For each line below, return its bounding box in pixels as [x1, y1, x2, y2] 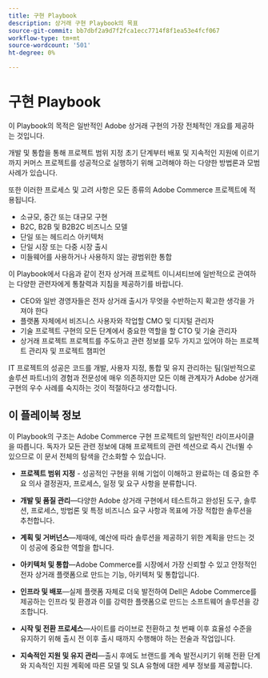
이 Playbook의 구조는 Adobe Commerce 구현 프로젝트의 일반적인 [8, 431, 214, 441]
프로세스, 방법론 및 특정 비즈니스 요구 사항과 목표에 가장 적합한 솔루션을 [30, 505, 253, 515]
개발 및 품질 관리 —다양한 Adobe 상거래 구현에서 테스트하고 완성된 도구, [19, 495, 242, 505]
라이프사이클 [215, 431, 254, 441]
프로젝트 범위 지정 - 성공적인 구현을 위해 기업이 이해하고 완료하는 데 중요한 [19, 468, 251, 478]
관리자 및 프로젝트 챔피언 [28, 346, 106, 355]
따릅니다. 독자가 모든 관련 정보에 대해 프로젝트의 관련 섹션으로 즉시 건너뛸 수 [16, 441, 254, 451]
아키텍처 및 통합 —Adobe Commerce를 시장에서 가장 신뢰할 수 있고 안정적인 [19, 560, 258, 569]
